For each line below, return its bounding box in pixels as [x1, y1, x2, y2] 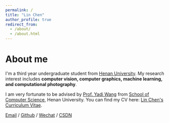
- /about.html [10, 31, 40, 36]
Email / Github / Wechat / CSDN [5, 112, 72, 118]
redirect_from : [5, 22, 38, 27]
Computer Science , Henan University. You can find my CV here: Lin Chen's [5, 96, 164, 102]
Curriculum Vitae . [5, 102, 43, 108]
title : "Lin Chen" [5, 12, 45, 17]
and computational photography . [5, 81, 77, 87]
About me [5, 53, 48, 65]
